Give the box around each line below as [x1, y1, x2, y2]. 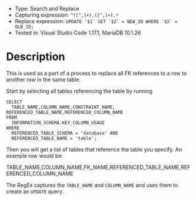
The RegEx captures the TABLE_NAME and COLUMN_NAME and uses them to [6, 181, 178, 189]
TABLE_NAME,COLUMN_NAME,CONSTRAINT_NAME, [11, 104, 116, 110]
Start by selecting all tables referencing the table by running [6, 87, 153, 95]
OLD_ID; [14, 24, 34, 30]
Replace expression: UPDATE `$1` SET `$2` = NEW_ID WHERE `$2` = [14, 18, 178, 24]
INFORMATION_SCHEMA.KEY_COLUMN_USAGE [11, 120, 105, 125]
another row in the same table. [6, 76, 81, 83]
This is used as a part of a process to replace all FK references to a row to [6, 70, 187, 77]
